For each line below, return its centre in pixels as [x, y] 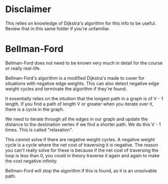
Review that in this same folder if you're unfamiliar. [58, 28]
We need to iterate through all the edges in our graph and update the [76, 119]
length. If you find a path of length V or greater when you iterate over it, [79, 104]
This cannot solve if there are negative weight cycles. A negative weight [80, 139]
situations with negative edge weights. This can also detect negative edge [82, 83]
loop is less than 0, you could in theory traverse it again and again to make [82, 155]
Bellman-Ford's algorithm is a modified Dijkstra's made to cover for [75, 78]
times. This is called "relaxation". [39, 130]
